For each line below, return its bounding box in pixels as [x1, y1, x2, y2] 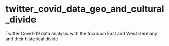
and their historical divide [5, 36, 58, 42]
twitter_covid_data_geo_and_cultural [5, 3, 164, 15]
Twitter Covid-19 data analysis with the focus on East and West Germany [5, 30, 157, 36]
